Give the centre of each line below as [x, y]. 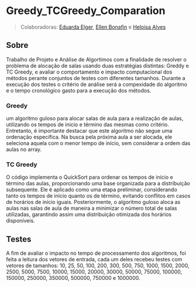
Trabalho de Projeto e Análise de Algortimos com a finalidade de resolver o [97, 59]
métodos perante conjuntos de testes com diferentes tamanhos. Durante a [96, 78]
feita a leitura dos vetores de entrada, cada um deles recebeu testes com [94, 260]
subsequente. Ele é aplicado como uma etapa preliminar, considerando [92, 190]
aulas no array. [24, 150]
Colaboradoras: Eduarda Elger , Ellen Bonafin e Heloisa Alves [93, 27]
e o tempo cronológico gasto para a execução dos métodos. [79, 90]
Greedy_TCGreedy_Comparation [86, 11]
